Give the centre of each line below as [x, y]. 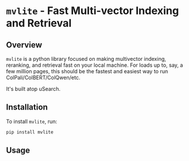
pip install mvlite [30, 132]
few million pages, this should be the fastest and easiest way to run [87, 71]
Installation [27, 107]
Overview [24, 45]
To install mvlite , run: [32, 121]
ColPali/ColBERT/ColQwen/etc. [43, 78]
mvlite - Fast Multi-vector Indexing [93, 11]
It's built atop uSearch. [33, 89]
